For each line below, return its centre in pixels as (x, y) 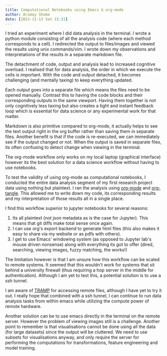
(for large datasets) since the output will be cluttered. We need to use (77, 332)
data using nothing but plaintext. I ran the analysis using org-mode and (78, 188)
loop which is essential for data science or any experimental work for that (81, 111)
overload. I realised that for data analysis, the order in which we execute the (83, 69)
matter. (12, 116)
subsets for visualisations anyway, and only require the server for (72, 337)
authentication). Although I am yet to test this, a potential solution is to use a (83, 275)
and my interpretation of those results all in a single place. (65, 198)
